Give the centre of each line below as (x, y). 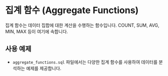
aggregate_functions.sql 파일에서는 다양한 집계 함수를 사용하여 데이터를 (85, 62)
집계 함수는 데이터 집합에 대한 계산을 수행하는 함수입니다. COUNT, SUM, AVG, (82, 25)
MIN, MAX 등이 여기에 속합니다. (37, 31)
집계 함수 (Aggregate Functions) (72, 10)
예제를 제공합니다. (44, 68)
